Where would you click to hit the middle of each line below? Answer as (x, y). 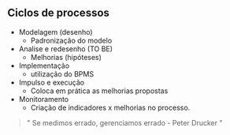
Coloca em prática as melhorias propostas (99, 91)
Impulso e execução (51, 82)
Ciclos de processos (58, 13)
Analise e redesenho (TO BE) (66, 49)
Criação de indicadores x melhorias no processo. (110, 107)
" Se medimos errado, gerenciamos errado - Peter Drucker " (124, 122)
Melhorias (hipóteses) (66, 57)
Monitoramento (44, 99)
